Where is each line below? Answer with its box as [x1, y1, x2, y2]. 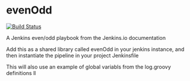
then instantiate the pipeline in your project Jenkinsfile [6, 52, 139, 59]
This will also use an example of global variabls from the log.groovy [6, 63, 171, 70]
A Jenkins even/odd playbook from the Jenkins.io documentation [6, 34, 166, 41]
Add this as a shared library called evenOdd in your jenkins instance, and [6, 45, 185, 53]
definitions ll [6, 69, 36, 76]
